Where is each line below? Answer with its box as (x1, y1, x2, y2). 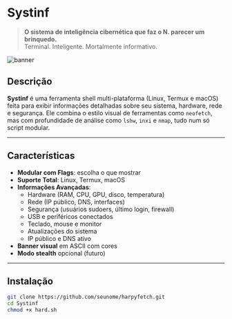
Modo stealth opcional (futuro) (17, 249, 106, 257)
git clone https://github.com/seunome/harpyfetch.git (7, 293, 166, 301)
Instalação (7, 275, 54, 287)
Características (7, 150, 75, 162)
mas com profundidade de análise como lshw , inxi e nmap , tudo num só (7, 116, 211, 124)
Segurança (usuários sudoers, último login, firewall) (27, 205, 175, 213)
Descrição (7, 76, 52, 88)
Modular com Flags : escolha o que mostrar (17, 168, 142, 177)
